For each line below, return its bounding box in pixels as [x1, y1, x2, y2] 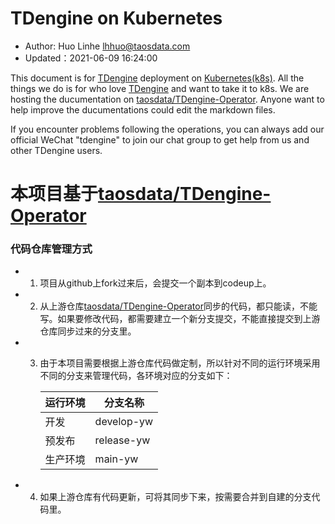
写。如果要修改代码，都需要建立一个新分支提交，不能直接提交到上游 [39, 313, 321, 325]
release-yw [94, 433, 151, 447]
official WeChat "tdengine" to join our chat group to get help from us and [10, 133, 310, 146]
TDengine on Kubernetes [10, 7, 223, 30]
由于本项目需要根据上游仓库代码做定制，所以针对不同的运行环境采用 [39, 357, 321, 369]
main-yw [94, 452, 139, 466]
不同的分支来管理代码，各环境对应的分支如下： [39, 370, 233, 382]
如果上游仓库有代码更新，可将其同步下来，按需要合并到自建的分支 [39, 491, 312, 503]
